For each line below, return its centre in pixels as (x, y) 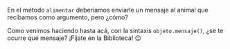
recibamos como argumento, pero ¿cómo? (68, 17)
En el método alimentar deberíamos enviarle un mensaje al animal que (108, 10)
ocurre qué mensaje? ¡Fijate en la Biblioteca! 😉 (74, 38)
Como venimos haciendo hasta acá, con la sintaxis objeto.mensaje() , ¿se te (115, 31)
